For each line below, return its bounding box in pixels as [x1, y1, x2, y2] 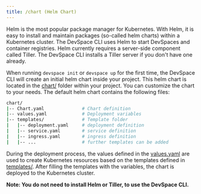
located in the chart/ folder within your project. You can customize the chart [6, 82, 195, 89]
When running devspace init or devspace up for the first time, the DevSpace [6, 69, 196, 76]
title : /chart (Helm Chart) [6, 8, 77, 15]
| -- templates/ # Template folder [6, 117, 129, 123]
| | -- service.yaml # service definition [6, 128, 136, 134]
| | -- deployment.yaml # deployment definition [6, 122, 145, 128]
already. [6, 57, 27, 64]
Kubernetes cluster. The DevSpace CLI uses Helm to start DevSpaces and [6, 38, 190, 45]
